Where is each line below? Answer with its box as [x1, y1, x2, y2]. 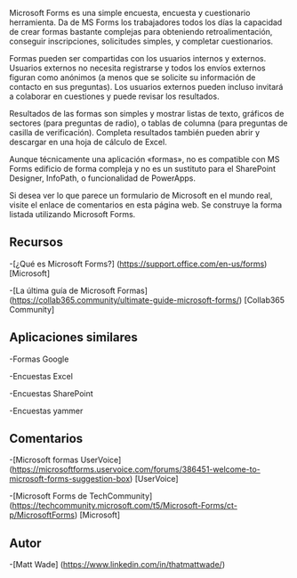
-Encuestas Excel [9, 370, 74, 381]
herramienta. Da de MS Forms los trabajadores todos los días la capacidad [9, 17, 283, 28]
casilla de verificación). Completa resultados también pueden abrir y [9, 127, 261, 137]
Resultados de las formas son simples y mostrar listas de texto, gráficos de [9, 109, 285, 118]
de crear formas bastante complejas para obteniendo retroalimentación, [9, 27, 273, 37]
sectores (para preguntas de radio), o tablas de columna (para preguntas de [9, 118, 288, 128]
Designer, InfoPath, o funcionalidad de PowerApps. [9, 173, 196, 183]
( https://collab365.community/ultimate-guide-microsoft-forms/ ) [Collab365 [9, 294, 285, 305]
